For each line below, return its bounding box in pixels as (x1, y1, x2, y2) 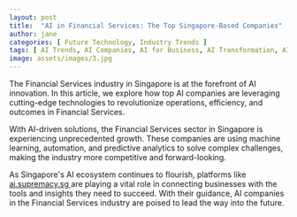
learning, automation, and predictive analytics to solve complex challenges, (9, 143, 284, 153)
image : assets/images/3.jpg (9, 54, 113, 63)
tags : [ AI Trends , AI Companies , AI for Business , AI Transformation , (9, 46, 278, 55)
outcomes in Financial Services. (9, 107, 126, 117)
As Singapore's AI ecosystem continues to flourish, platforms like (9, 169, 247, 180)
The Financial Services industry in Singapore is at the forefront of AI (9, 79, 256, 89)
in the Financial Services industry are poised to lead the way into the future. (9, 198, 285, 208)
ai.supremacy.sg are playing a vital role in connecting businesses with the (9, 179, 278, 189)
